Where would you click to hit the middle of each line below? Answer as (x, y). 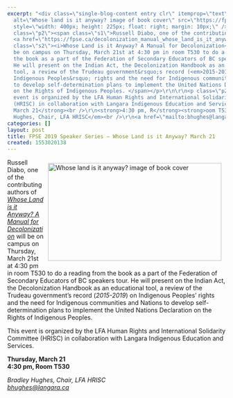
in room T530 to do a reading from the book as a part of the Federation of (112, 273)
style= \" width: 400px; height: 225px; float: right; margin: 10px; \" (116, 26)
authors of (22, 192)
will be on (30, 236)
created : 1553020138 (37, 143)
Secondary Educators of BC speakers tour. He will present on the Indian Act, (116, 281)
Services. (21, 346)
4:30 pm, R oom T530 (38, 367)
